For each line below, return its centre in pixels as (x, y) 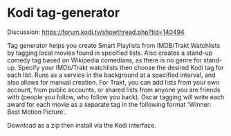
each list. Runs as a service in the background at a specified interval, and (111, 75)
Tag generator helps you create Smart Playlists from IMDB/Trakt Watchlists (114, 45)
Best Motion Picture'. (37, 112)
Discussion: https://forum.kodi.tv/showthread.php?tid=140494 (96, 32)
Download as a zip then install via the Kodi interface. (82, 125)
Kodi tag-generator (63, 13)
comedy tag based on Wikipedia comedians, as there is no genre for (104, 60)
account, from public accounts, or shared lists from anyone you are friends (114, 90)
